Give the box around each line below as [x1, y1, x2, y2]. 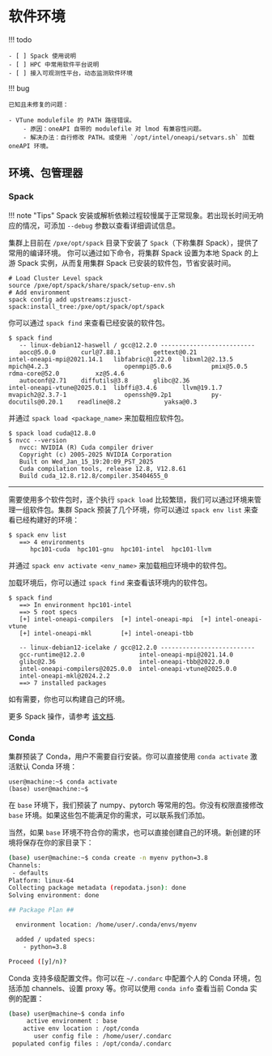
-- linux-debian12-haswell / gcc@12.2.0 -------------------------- [19, 341, 255, 349]
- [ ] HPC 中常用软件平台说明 [8, 60, 100, 69]
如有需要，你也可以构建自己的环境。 [8, 694, 130, 703]
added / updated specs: [15, 935, 96, 943]
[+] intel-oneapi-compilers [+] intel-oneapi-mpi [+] [19, 615, 212, 623]
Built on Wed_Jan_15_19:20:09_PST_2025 [19, 457, 154, 466]
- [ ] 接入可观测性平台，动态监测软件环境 [8, 69, 134, 77]
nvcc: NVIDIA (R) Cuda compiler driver [19, 443, 154, 451]
